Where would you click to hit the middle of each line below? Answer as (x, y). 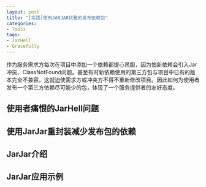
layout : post (23, 12)
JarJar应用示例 (35, 177)
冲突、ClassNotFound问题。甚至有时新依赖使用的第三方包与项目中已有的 (98, 72)
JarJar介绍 (27, 154)
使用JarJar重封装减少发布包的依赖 (71, 132)
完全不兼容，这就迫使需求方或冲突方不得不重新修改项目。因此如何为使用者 (105, 80)
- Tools (16, 29)
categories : (21, 23)
